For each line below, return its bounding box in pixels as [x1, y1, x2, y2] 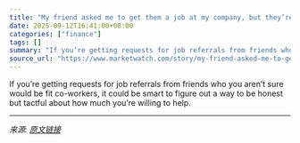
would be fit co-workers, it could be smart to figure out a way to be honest [9, 88, 284, 99]
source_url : [9, 54, 54, 63]
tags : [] [9, 37, 42, 47]
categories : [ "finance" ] [9, 29, 102, 38]
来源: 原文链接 [9, 124, 61, 134]
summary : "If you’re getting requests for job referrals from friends [9, 46, 278, 55]
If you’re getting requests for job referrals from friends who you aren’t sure [9, 79, 284, 89]
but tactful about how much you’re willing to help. [9, 98, 192, 107]
